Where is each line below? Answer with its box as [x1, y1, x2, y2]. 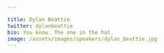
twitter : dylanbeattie [7, 22, 73, 30]
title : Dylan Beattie [7, 16, 70, 23]
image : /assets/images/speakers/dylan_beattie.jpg [7, 35, 158, 42]
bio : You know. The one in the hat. [7, 29, 114, 36]
